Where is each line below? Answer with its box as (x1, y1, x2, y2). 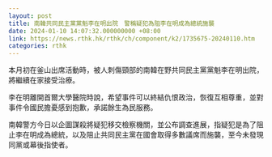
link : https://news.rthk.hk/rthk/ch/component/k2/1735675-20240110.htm (8, 34, 255, 43)
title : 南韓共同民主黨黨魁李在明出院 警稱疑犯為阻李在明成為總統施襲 (8, 19, 215, 28)
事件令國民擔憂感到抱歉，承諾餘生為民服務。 (8, 103, 158, 112)
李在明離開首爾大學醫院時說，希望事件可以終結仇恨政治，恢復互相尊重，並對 (8, 92, 264, 102)
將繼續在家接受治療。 (8, 75, 79, 85)
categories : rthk (8, 42, 67, 50)
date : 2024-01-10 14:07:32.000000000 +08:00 (8, 27, 161, 35)
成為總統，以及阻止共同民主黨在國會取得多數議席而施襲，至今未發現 (36, 130, 264, 140)
